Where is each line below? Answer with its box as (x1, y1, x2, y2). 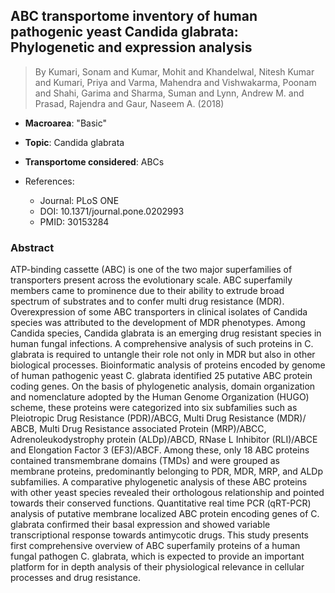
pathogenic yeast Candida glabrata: (10, 24, 239, 41)
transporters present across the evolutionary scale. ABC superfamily (10, 274, 293, 286)
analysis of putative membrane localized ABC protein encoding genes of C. (10, 508, 320, 520)
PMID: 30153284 (39, 215, 110, 228)
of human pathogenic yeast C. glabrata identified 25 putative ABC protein (10, 370, 313, 382)
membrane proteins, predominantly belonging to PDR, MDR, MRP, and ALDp (10, 465, 324, 478)
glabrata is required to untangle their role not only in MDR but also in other (10, 349, 316, 361)
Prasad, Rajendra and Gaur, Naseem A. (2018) (34, 97, 225, 109)
